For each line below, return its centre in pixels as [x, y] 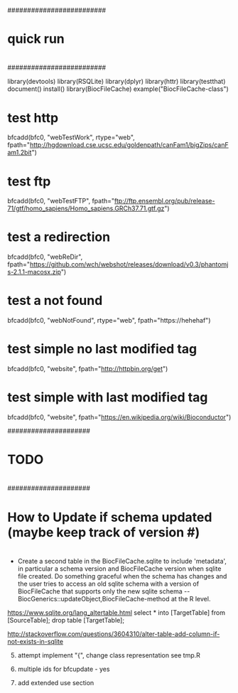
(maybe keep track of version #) [104, 532]
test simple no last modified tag [102, 349]
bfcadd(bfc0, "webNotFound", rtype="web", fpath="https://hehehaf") [109, 321]
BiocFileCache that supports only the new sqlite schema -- [104, 591]
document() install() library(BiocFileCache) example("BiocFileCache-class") [118, 89]
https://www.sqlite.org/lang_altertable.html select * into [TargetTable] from [117, 612]
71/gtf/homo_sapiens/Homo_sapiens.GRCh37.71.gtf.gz [86, 208]
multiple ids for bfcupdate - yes [64, 669]
